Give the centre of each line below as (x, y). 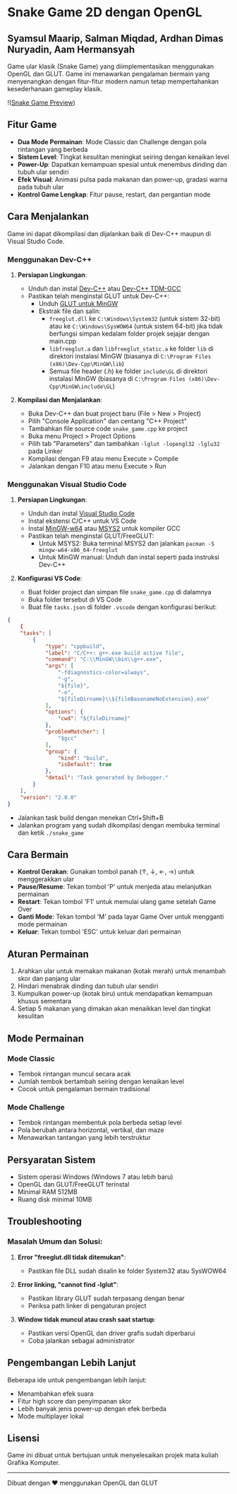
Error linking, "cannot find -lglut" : (68, 1284)
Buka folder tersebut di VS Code (75, 600)
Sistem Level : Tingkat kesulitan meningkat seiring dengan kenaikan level (123, 157)
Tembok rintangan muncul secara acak (74, 1074)
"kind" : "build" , (83, 758)
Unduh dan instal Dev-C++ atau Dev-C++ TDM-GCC (104, 288)
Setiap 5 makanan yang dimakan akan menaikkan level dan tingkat (114, 1008)
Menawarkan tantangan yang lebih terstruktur (84, 1138)
